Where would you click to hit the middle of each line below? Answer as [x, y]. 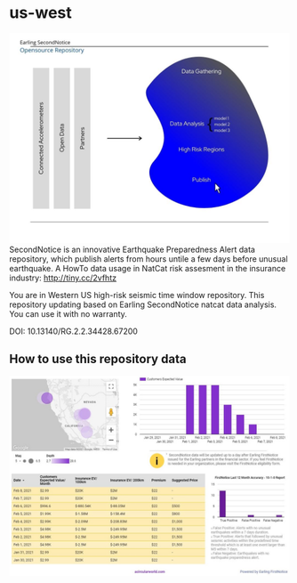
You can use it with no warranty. [68, 313]
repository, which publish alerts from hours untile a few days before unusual [148, 259]
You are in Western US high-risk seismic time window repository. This [137, 295]
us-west [41, 13]
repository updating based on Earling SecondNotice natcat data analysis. [143, 304]
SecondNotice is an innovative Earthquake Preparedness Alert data [132, 249]
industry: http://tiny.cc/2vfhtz [63, 278]
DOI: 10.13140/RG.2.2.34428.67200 [73, 331]
